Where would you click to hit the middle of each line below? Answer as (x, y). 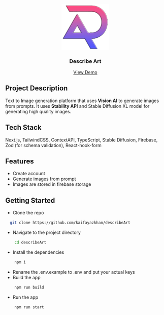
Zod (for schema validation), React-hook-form (53, 145)
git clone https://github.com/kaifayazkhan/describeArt (70, 223)
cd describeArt (30, 243)
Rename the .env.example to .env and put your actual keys (74, 272)
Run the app (25, 297)
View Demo (85, 72)
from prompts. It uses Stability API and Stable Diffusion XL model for (77, 106)
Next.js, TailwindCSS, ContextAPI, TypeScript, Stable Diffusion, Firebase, (81, 140)
